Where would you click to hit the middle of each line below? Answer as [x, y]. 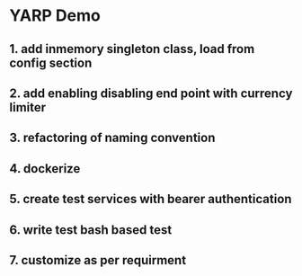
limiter [28, 107]
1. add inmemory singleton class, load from [132, 49]
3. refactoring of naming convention [112, 138]
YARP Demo [55, 16]
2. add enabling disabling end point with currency [151, 93]
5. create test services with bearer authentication [151, 199]
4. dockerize [45, 169]
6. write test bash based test [91, 230]
